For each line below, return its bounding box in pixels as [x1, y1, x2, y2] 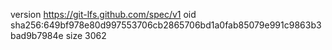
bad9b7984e [10, 30, 64, 41]
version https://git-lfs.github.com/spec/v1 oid [10, 9, 197, 20]
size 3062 [65, 30, 107, 41]
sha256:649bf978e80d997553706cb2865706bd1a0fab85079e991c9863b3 [10, 19, 322, 31]
